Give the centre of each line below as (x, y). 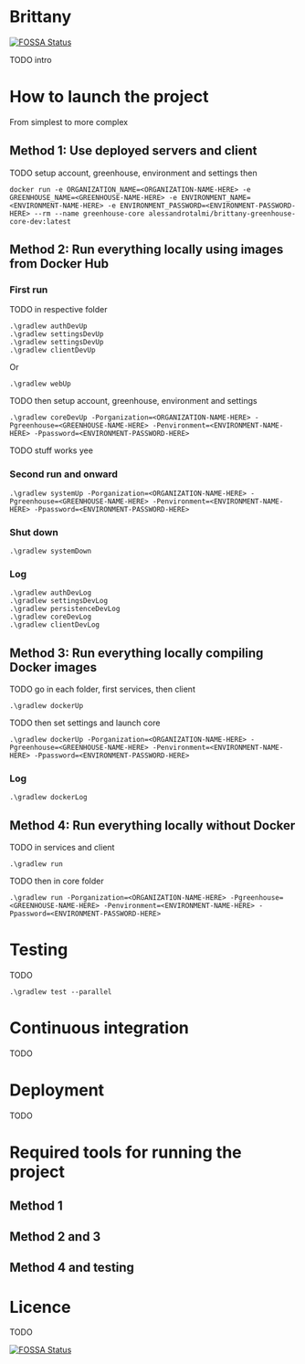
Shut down (34, 532)
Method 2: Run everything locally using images (147, 250)
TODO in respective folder (58, 310)
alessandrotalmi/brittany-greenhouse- (222, 213)
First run (29, 290)
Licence (40, 1307)
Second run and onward (64, 474)
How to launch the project (109, 97)
